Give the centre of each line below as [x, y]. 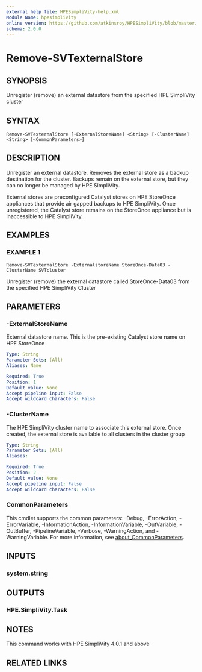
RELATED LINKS [37, 663]
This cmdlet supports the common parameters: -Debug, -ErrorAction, [92, 518]
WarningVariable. [28, 537]
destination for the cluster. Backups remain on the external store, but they [97, 179]
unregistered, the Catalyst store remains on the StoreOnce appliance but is [99, 210]
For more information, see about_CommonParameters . [117, 537]
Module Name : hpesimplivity [41, 17]
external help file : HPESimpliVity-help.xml [63, 12]
